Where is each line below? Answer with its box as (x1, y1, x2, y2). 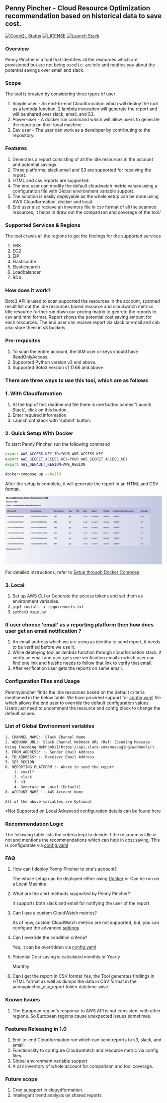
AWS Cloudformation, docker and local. (12, 198, 93, 204)
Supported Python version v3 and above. (12, 359, 97, 365)
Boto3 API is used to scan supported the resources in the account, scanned (5, 298, 160, 304)
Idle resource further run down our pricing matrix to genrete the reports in (5, 309, 157, 315)
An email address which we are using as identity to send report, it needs (12, 639, 161, 645)
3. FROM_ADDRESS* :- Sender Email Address (5, 749, 94, 754)
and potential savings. (12, 162, 58, 168)
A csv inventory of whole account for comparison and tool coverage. (12, 1063, 154, 1069)
